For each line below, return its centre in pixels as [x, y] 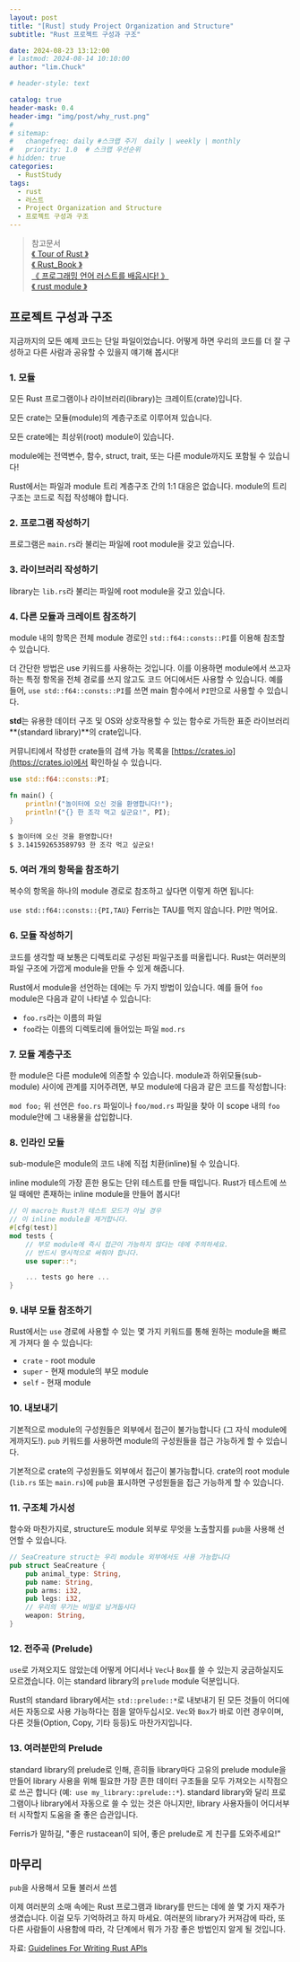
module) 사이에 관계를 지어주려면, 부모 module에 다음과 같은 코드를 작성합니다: [148, 1087]
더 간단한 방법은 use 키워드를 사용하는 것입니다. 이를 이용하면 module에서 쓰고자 [150, 668]
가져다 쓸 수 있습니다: [56, 1342]
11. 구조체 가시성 [43, 1508]
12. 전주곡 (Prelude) [51, 1649]
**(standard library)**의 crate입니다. [75, 732]
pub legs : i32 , [54, 1599]
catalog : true [36, 100]
